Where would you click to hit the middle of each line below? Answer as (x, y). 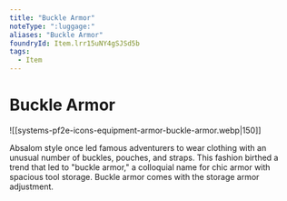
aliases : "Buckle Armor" (56, 35)
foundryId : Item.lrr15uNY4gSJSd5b (75, 43)
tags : (20, 52)
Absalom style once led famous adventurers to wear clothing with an (138, 147)
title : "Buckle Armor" (52, 18)
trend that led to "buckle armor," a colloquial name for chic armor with (140, 167)
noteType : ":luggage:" (52, 26)
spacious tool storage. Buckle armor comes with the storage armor (134, 176)
